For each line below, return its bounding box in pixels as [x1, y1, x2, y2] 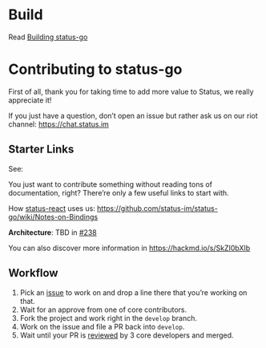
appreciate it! [8, 95, 52, 105]
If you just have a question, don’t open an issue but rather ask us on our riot [8, 111, 258, 120]
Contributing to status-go [8, 60, 183, 79]
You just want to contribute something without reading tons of [8, 179, 213, 189]
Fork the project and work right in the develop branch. [19, 313, 198, 322]
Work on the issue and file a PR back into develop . [19, 322, 185, 331]
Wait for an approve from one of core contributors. [19, 305, 187, 314]
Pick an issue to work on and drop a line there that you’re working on [19, 287, 248, 297]
